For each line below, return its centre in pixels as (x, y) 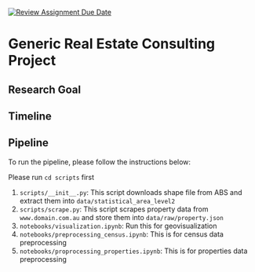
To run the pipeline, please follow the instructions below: (99, 162)
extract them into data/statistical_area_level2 (97, 200)
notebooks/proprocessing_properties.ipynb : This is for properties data (133, 251)
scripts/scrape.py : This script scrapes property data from (114, 209)
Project (32, 61)
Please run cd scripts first (51, 177)
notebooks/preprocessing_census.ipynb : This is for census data (121, 234)
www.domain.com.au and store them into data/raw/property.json (121, 217)
